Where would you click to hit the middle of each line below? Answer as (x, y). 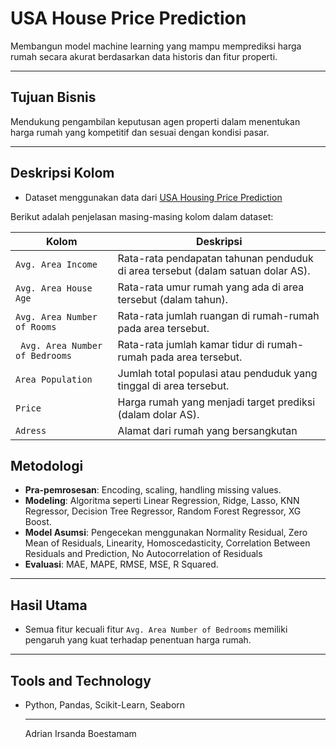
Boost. (38, 522)
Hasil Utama (49, 605)
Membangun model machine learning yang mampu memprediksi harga (156, 46)
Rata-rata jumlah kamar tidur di (191, 344)
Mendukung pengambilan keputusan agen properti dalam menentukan (155, 121)
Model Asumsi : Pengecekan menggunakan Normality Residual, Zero (166, 533)
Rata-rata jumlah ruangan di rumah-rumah (218, 315)
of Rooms (36, 326)
